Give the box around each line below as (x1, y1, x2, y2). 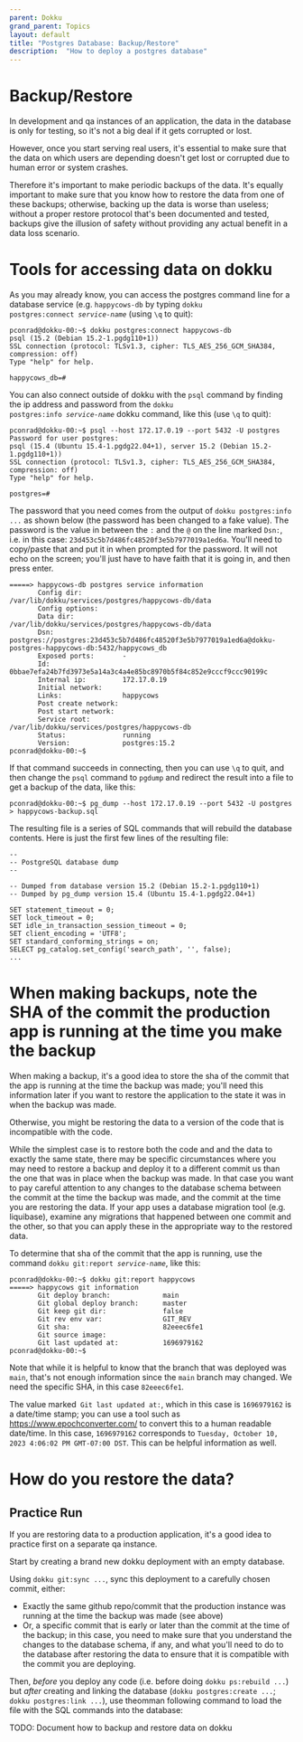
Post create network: (37, 699, 119, 708)
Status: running (37, 731, 151, 740)
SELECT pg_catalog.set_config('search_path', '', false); (9, 945, 232, 954)
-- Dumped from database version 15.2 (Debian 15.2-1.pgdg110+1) (9, 882, 260, 891)
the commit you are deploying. (22, 1658, 136, 1669)
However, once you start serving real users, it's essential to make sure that (9, 143, 287, 154)
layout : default (9, 30, 70, 39)
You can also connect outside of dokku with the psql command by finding (9, 390, 283, 400)
